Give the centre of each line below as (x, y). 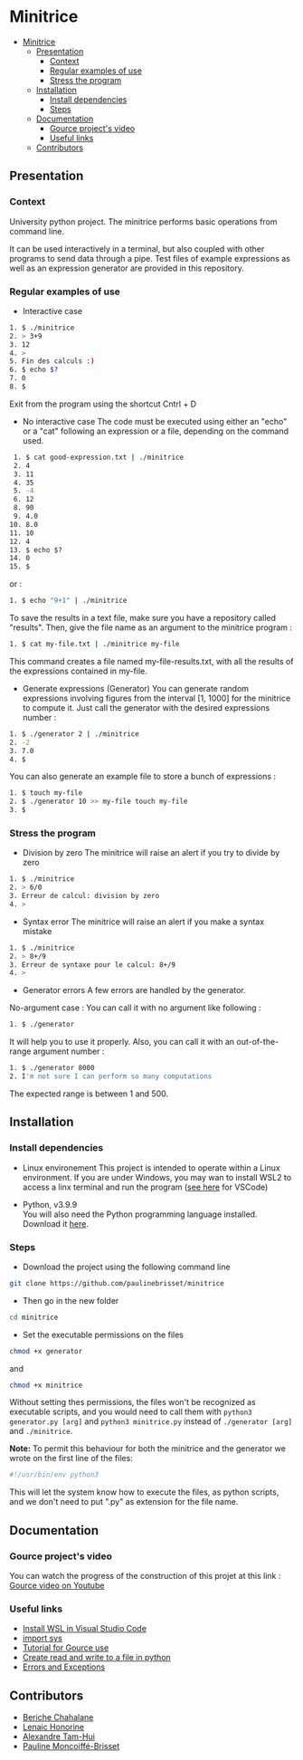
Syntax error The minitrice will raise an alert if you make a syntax (143, 922)
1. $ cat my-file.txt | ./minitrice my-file (95, 645)
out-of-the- (258, 1042)
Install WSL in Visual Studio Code (85, 1629)
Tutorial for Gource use (66, 1648)
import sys (43, 1638)
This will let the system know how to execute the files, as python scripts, (144, 1492)
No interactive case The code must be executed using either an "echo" (155, 421)
